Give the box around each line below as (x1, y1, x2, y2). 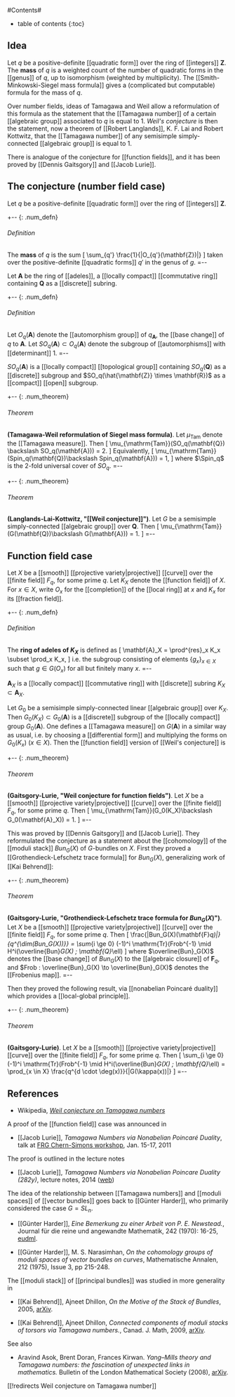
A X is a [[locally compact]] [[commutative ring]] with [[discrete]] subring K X (7, 679, 226, 690)
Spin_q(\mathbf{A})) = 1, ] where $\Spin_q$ (99, 454, 224, 462)
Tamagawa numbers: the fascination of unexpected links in (17, 1361, 190, 1369)
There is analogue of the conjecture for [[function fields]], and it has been (7, 152, 221, 161)
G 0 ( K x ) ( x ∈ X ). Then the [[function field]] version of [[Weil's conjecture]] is (7, 738, 226, 749)
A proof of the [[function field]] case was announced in (7, 1120, 167, 1128)
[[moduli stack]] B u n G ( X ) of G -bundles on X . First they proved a (7, 844, 192, 854)
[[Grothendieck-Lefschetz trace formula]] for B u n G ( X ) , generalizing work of (7, 853, 226, 863)
